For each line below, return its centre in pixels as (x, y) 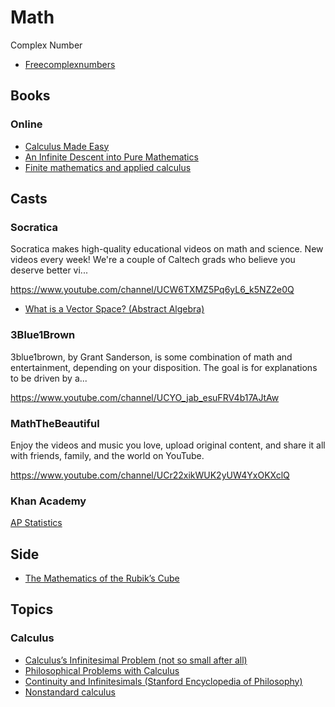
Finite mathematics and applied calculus (108, 167)
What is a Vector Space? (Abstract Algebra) (114, 309)
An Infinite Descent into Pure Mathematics (111, 157)
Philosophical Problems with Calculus (102, 670)
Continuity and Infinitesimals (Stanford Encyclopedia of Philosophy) (163, 681)
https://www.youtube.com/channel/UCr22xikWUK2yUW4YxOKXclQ (150, 475)
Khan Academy (48, 501)
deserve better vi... (49, 270)
